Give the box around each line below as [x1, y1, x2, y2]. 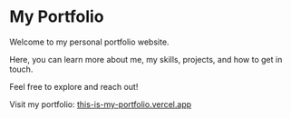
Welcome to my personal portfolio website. [9, 36, 170, 47]
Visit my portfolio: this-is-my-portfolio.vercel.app [9, 98, 192, 110]
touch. [9, 64, 34, 74]
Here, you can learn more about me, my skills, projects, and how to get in [9, 54, 283, 64]
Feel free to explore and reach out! [9, 81, 139, 92]
